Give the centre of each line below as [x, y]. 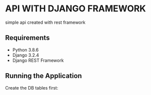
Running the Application [44, 76]
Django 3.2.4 [26, 55]
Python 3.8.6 [25, 49]
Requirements [27, 38]
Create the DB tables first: [32, 88]
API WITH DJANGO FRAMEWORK [75, 9]
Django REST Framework [38, 60]
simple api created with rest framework [45, 22]
